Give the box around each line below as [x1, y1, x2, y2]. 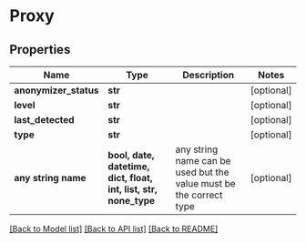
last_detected [14, 114, 75, 126]
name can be [175, 155, 231, 167]
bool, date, [107, 149, 155, 161]
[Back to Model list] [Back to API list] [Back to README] [9, 224, 219, 234]
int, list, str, [107, 183, 158, 196]
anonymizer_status [14, 84, 99, 96]
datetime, [107, 160, 150, 173]
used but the [175, 166, 229, 178]
